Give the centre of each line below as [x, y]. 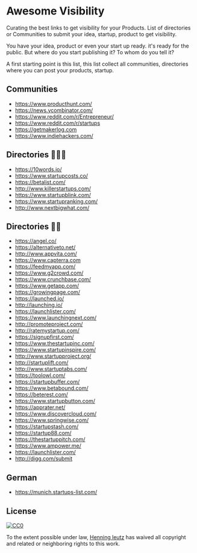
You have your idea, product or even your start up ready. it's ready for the [98, 46]
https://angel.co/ [36, 241]
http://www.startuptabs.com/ [51, 369]
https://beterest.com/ [41, 395]
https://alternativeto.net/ [45, 248]
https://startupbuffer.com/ [47, 382]
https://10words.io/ [38, 169]
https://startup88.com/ [43, 433]
